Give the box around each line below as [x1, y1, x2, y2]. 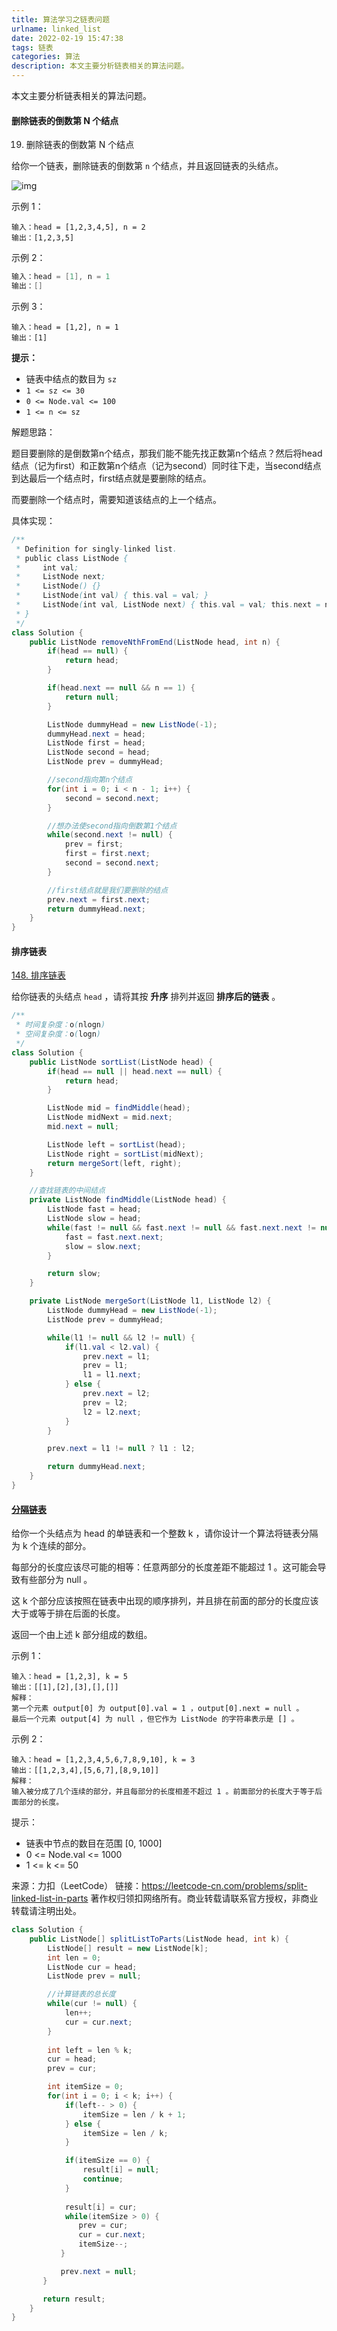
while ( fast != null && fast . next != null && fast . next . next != [47, 1222, 317, 1233]
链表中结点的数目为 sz [25, 372, 118, 385]
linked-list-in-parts [11, 1892, 89, 1905]
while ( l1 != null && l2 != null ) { [47, 1332, 196, 1343]
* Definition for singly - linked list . [15, 544, 178, 554]
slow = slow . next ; [64, 1241, 142, 1251]
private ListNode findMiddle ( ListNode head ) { [29, 1195, 227, 1205]
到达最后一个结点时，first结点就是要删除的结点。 [11, 472, 212, 484]
